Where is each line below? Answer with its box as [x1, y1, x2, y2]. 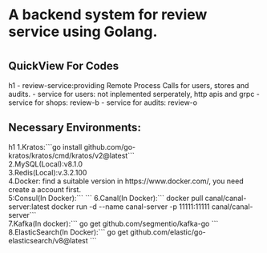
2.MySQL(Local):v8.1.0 [8, 159, 83, 169]
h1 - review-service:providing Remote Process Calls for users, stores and [8, 80, 249, 90]
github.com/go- [83, 142, 136, 151]
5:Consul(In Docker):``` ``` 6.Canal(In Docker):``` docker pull [8, 193, 204, 203]
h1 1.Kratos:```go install [8, 142, 83, 151]
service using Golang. [8, 22, 158, 41]
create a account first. [8, 184, 82, 194]
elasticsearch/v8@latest [8, 235, 88, 245]
